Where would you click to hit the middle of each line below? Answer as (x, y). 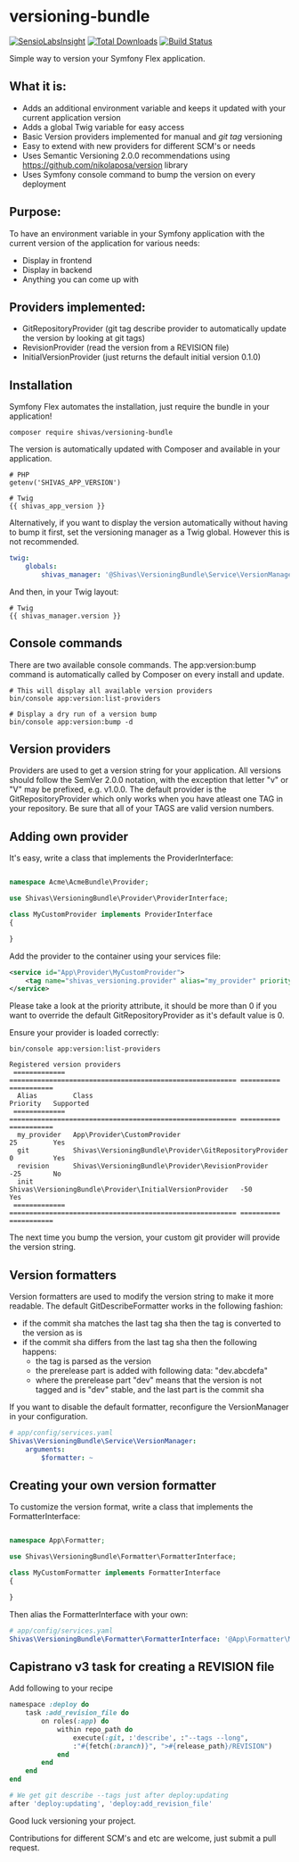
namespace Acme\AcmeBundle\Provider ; (79, 882)
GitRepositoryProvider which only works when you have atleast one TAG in (146, 799)
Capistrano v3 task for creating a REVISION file (142, 1667)
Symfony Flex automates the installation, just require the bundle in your (139, 407)
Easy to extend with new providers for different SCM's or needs (139, 145)
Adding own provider (69, 836)
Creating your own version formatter (113, 1485)
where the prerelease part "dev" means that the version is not (149, 1380)
